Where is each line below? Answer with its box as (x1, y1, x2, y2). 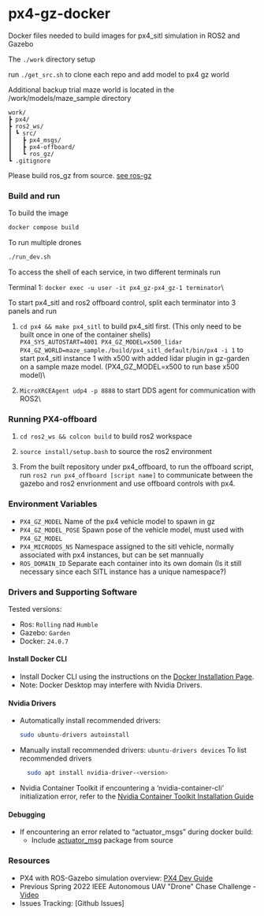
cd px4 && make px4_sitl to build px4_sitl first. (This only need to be (19, 321, 242, 331)
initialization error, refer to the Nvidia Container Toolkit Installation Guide (19, 791, 254, 801)
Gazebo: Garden (19, 627, 71, 637)
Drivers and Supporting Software (8, 586, 138, 598)
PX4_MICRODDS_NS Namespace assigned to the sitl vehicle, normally (19, 542, 234, 551)
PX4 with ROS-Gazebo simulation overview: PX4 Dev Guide (19, 873, 214, 883)
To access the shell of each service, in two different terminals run (8, 267, 221, 277)
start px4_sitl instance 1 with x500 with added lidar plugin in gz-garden (19, 353, 250, 363)
